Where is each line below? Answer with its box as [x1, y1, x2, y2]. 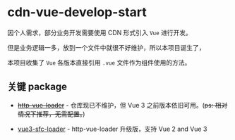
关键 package [7, 81, 68, 93]
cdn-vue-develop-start [7, 4, 147, 20]
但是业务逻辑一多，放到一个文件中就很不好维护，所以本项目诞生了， [7, 43, 205, 51]
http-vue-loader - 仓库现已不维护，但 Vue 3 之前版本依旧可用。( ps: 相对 [17, 101, 228, 109]
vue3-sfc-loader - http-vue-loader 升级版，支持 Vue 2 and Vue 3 [17, 125, 207, 133]
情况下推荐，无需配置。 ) [17, 110, 85, 118]
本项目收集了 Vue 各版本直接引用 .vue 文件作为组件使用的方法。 [7, 58, 191, 67]
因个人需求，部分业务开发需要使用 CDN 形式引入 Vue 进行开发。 [7, 28, 193, 37]
